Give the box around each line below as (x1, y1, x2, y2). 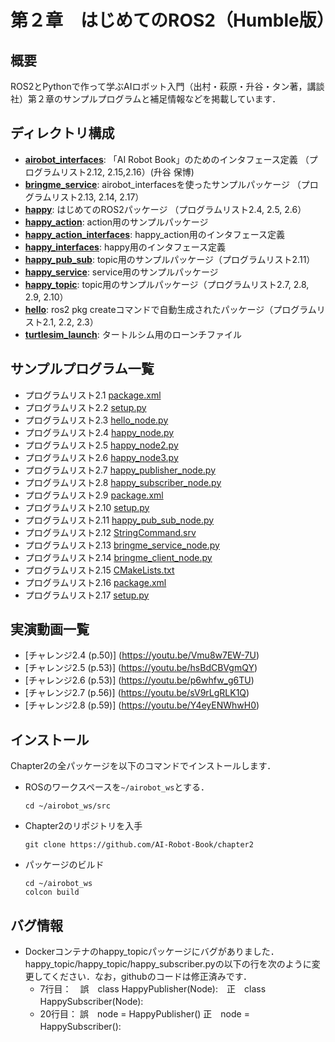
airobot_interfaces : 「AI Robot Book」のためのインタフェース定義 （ (24, 153, 310, 165)
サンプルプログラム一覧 (10, 361, 155, 378)
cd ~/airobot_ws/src (24, 801, 111, 811)
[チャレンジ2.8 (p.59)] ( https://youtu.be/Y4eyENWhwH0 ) (24, 699, 260, 711)
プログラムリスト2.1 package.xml (24, 389, 162, 401)
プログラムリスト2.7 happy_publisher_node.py (24, 464, 217, 476)
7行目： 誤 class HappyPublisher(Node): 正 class (39, 983, 267, 995)
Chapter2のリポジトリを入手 (24, 820, 143, 832)
